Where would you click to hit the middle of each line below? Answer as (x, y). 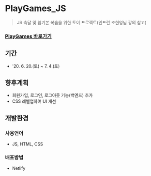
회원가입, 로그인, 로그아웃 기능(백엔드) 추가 (52, 96)
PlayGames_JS (36, 8)
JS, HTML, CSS (27, 144)
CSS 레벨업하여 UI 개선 (34, 101)
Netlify (19, 168)
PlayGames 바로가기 (28, 36)
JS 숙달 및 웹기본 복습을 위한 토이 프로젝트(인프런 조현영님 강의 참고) (82, 22)
